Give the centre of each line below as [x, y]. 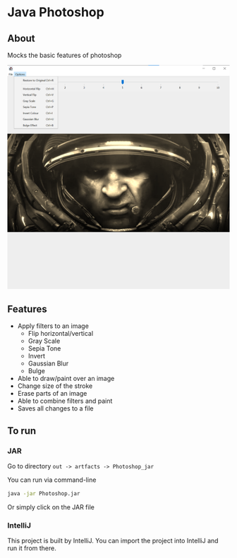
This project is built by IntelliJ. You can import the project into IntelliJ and [113, 541]
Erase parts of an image [52, 394]
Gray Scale [44, 341]
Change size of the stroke [55, 386]
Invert [37, 356]
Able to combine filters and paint [65, 401]
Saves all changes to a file [55, 408]
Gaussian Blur [48, 363]
